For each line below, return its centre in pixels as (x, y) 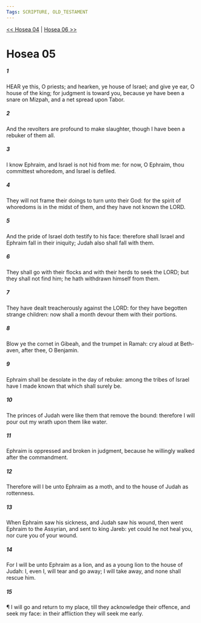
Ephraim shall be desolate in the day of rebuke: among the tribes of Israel (98, 379)
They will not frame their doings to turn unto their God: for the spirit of (94, 200)
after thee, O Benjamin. (50, 350)
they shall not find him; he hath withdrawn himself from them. (83, 279)
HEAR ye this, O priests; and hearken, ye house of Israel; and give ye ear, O (101, 87)
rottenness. (21, 493)
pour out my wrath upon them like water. (57, 422)
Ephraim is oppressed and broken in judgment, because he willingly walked (101, 451)
